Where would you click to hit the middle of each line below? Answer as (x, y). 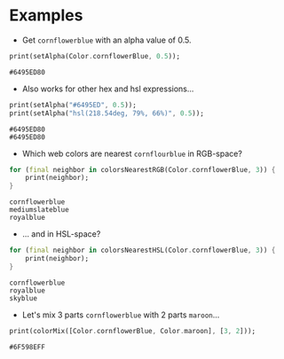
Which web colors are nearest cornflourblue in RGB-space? (132, 153)
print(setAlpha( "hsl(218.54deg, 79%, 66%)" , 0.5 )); (106, 113)
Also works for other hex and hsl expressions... (108, 89)
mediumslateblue (39, 210)
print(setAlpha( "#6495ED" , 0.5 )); (73, 105)
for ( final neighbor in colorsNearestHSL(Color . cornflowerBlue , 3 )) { (142, 250)
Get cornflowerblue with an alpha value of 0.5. (106, 40)
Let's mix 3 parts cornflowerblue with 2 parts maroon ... (121, 315)
